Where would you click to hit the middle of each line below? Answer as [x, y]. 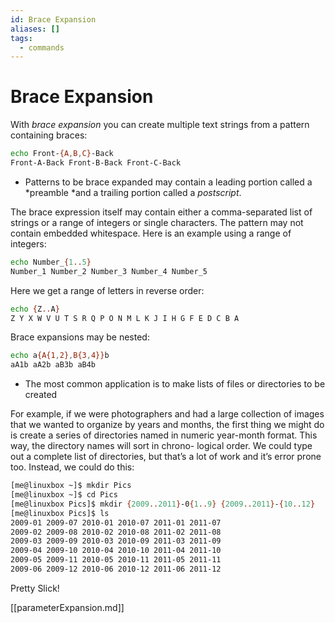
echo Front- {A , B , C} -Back [62, 154]
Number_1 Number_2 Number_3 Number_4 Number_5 [109, 271]
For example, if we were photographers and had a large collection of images [167, 414]
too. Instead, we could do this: [72, 467]
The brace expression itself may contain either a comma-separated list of [161, 212]
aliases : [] [35, 29]
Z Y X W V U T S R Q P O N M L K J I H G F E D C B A [125, 318]
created [41, 395]
